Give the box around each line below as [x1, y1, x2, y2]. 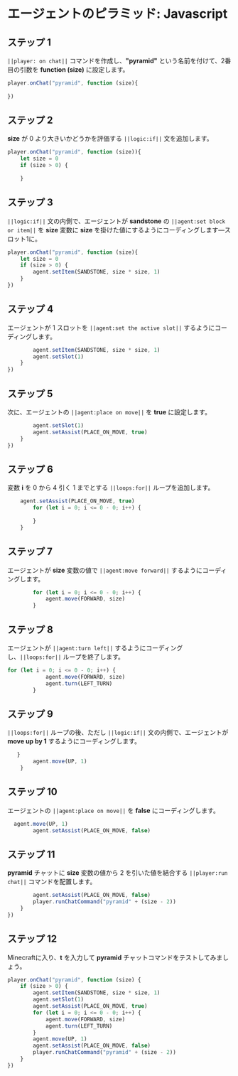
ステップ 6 [7, 463, 53, 475]
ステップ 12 [7, 933, 58, 945]
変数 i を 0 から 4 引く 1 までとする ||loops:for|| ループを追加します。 [7, 483, 215, 492]
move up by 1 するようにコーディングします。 [7, 737, 141, 746]
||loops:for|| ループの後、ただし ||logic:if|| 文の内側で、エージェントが [7, 728, 229, 737]
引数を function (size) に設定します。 [19, 65, 129, 74]
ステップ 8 [7, 623, 53, 635]
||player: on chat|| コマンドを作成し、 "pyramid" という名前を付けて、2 [7, 57, 225, 65]
